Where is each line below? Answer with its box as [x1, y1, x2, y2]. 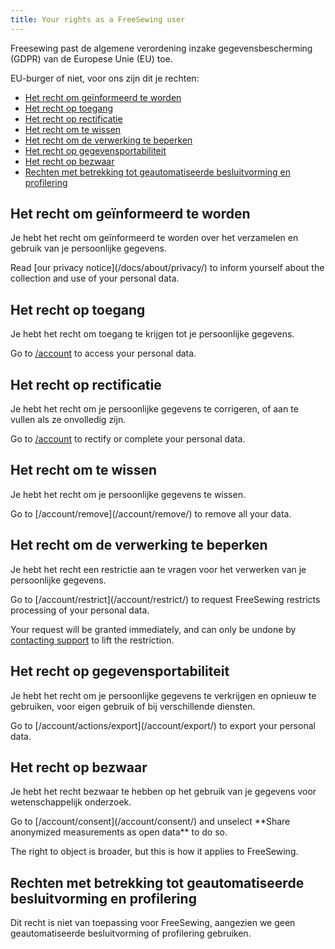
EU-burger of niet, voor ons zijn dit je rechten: [10, 72, 200, 84]
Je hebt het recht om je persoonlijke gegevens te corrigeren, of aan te [10, 403, 299, 415]
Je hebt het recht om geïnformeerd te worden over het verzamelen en [10, 232, 299, 244]
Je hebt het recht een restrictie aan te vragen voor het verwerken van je [10, 563, 307, 575]
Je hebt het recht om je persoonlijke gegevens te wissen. [10, 488, 246, 500]
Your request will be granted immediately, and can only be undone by [10, 623, 297, 635]
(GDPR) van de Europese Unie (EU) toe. [10, 52, 173, 65]
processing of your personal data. [10, 604, 150, 616]
